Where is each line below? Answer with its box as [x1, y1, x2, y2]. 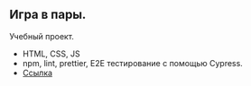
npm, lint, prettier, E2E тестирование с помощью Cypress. [22, 57, 244, 68]
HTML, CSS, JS [22, 48, 80, 59]
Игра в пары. [9, 7, 87, 22]
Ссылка [22, 67, 52, 78]
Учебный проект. [9, 30, 75, 41]
